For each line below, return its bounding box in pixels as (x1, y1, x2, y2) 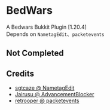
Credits (6, 68, 35, 78)
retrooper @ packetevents (14, 97, 80, 105)
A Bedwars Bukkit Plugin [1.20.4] (6, 23, 87, 30)
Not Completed (6, 48, 64, 59)
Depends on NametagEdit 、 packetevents (6, 30, 105, 38)
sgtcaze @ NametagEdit (14, 84, 75, 91)
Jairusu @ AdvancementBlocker (14, 91, 94, 98)
